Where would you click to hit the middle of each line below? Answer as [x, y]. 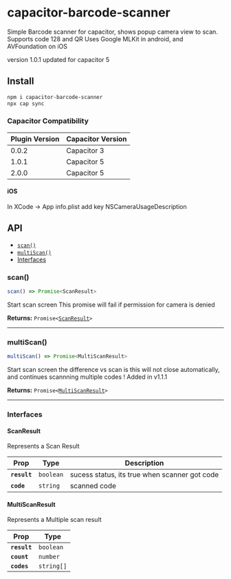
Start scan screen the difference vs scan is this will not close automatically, [113, 370]
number [49, 557]
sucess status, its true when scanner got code [144, 474]
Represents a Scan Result [44, 446]
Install [21, 81]
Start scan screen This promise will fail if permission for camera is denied [111, 305]
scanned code [93, 486]
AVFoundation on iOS [37, 46]
